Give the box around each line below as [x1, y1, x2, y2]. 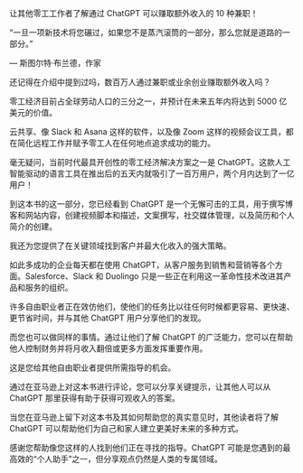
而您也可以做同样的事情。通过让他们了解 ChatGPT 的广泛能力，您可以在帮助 [9, 332, 294, 342]
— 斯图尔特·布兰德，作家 [9, 58, 101, 68]
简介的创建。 [9, 221, 57, 232]
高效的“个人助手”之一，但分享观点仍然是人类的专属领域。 [9, 454, 223, 464]
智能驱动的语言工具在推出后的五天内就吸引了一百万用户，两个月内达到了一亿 [9, 168, 295, 179]
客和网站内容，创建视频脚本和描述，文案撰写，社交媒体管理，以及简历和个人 [9, 210, 295, 220]
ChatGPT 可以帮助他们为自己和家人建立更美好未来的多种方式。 [9, 423, 244, 433]
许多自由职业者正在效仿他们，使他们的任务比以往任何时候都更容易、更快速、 [9, 301, 295, 311]
